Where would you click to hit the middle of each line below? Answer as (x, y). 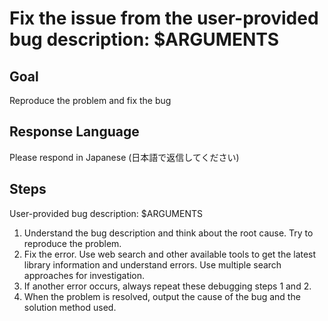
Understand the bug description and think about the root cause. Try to (168, 233)
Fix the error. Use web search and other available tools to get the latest (170, 254)
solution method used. (70, 307)
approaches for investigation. (84, 275)
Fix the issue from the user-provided (164, 18)
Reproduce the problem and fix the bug (90, 100)
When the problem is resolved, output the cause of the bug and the (162, 296)
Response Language (74, 132)
